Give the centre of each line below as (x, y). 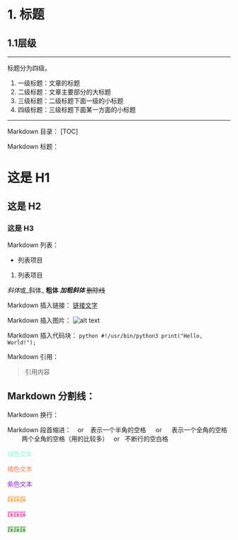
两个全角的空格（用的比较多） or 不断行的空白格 (95, 439)
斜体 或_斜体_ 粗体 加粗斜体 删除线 (56, 290)
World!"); (22, 342)
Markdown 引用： (33, 356)
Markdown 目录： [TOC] (43, 131)
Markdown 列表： (33, 245)
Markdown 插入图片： (39, 320)
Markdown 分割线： (51, 396)
